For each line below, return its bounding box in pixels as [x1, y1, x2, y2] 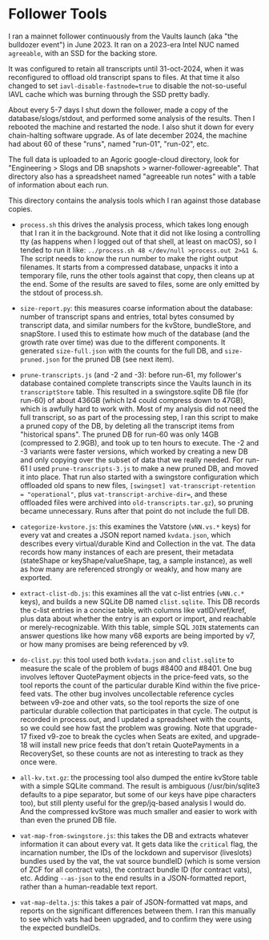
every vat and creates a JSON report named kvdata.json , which [19, 530, 231, 539]
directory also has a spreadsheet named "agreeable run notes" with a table [8, 171, 256, 181]
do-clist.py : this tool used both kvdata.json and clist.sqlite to [19, 655, 235, 664]
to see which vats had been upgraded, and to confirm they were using [19, 914, 252, 924]
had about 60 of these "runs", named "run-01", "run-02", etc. [8, 139, 210, 148]
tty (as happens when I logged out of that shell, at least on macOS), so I [19, 236, 257, 246]
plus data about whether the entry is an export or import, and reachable [19, 614, 256, 623]
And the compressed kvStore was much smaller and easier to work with [19, 806, 258, 816]
